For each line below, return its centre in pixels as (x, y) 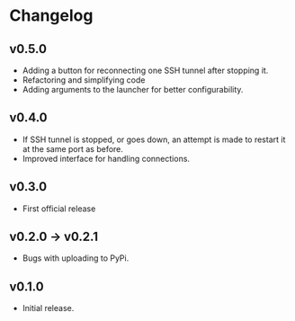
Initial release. (48, 308)
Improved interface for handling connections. (106, 158)
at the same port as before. (73, 148)
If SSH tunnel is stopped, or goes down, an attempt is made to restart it (154, 139)
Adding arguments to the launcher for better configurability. (133, 89)
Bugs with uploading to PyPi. (76, 258)
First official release (59, 209)
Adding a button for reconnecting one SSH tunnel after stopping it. (145, 70)
